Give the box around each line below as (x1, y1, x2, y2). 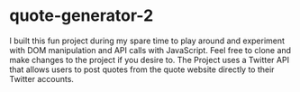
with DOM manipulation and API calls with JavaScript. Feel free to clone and (9, 44, 291, 55)
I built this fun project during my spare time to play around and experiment (9, 35, 286, 46)
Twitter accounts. (9, 73, 75, 84)
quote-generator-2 (9, 5, 154, 26)
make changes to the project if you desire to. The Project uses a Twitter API (9, 54, 290, 65)
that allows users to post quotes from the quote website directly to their (9, 64, 275, 75)
